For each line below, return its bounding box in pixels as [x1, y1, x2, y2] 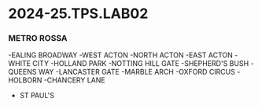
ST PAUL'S [19, 91, 55, 101]
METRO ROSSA [8, 33, 68, 44]
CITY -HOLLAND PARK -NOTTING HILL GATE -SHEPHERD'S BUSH [32, 59, 249, 68]
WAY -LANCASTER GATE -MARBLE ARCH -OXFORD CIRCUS [38, 68, 236, 77]
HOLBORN [8, 75, 42, 85]
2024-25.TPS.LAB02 [8, 5, 149, 23]
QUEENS [8, 68, 37, 77]
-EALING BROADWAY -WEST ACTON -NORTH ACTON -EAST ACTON [8, 50, 234, 60]
